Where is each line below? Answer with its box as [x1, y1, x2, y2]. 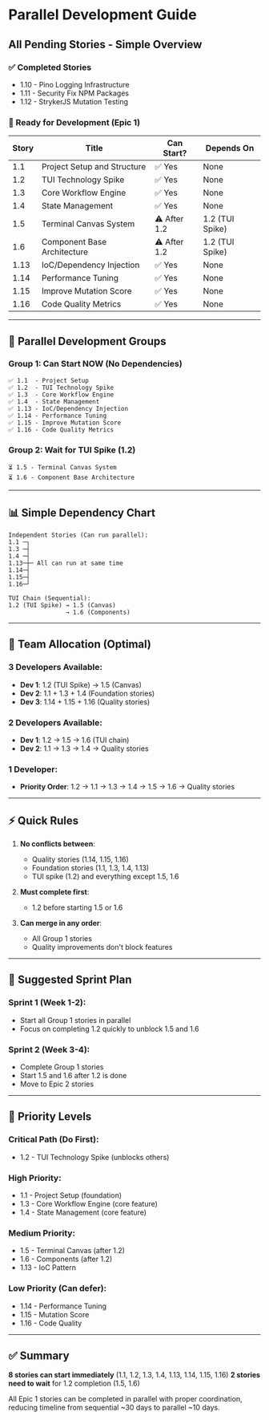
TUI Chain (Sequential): [8, 594, 91, 602]
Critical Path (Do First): [8, 1134, 99, 1145]
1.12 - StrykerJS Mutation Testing [19, 96, 129, 106]
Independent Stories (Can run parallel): [8, 531, 149, 539]
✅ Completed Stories [8, 62, 92, 73]
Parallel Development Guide [8, 6, 198, 24]
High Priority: [8, 1172, 62, 1183]
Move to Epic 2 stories [19, 1079, 94, 1089]
